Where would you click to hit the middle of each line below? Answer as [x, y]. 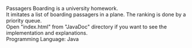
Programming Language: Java [43, 39]
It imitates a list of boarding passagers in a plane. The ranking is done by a [96, 14]
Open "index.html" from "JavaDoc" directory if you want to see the [87, 27]
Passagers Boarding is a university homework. [62, 8]
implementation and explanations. [47, 33]
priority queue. [24, 21]
